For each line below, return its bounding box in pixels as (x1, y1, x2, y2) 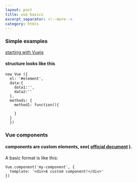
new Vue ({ (5, 71, 28, 76)
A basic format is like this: (5, 154, 58, 160)
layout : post (5, 7, 32, 12)
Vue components (5, 131, 48, 138)
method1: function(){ (14, 102, 59, 107)
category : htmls (5, 21, 39, 26)
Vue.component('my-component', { (5, 164, 75, 169)
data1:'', (14, 84, 35, 90)
